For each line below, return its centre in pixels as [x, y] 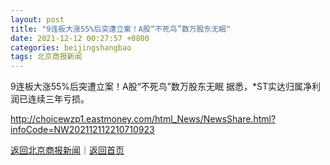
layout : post [37, 19]
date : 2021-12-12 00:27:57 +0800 [80, 38]
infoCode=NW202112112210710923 [82, 130]
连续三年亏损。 [58, 99]
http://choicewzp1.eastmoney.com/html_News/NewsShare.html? [143, 119]
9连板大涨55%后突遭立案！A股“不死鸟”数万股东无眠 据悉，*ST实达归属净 [161, 87]
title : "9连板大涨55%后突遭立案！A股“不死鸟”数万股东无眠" [121, 29]
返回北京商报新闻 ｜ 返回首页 [67, 150]
